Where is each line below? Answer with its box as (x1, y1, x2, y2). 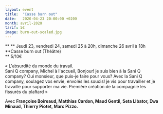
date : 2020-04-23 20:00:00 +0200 (5, 16, 77, 21)
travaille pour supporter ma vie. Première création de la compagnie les (5, 84, 146, 89)
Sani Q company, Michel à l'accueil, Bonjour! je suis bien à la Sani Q (5, 68, 141, 74)
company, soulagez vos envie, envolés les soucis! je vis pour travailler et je (5, 78, 156, 84)
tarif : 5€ (5, 25, 25, 30)
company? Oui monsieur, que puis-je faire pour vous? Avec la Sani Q (5, 74, 143, 79)
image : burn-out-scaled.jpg (5, 30, 62, 35)
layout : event (5, 7, 34, 12)
